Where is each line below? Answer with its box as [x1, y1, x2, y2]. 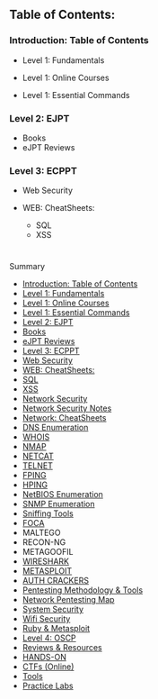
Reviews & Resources [22, 642, 103, 653]
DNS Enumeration [22, 422, 89, 433]
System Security [22, 604, 83, 615]
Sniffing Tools [22, 508, 74, 519]
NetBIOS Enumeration [22, 489, 103, 500]
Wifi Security [22, 613, 71, 624]
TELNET [22, 460, 54, 471]
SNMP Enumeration [22, 499, 96, 510]
